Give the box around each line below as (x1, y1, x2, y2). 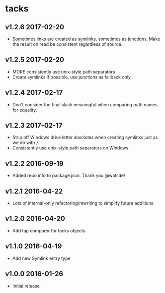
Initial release (12, 283, 40, 289)
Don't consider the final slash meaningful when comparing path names (12, 101, 158, 107)
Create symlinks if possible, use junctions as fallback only (12, 74, 131, 80)
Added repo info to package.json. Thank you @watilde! (12, 172, 125, 179)
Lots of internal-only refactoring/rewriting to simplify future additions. (12, 200, 155, 206)
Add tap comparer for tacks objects (12, 227, 85, 233)
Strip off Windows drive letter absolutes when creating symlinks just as (12, 135, 158, 141)
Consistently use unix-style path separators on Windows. (12, 145, 130, 151)
